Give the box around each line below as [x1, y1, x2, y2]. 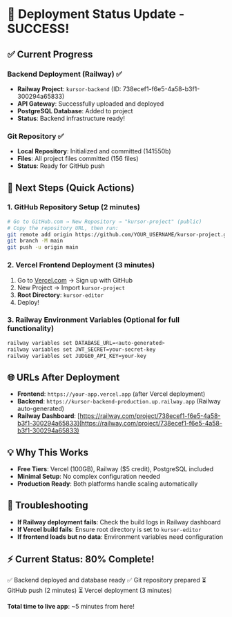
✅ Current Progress [7, 48, 93, 60]
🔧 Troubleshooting [7, 500, 88, 511]
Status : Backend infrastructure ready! [17, 114, 126, 122]
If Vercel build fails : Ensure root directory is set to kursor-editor [17, 525, 202, 533]
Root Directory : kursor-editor [17, 290, 104, 299]
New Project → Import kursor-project [17, 283, 126, 292]
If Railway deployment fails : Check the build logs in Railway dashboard [17, 518, 221, 526]
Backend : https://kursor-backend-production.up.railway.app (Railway [17, 397, 221, 406]
